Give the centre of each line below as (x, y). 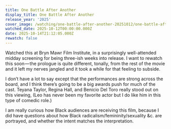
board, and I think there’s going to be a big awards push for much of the (80, 84)
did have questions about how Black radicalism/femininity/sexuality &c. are (83, 115)
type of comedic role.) (28, 100)
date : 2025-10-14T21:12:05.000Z (39, 34)
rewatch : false (21, 39)
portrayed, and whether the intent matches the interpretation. (69, 121)
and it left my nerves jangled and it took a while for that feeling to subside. (83, 69)
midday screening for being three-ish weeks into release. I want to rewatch (84, 58)
